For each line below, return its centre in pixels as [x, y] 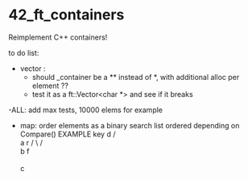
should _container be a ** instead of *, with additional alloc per [136, 77]
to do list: [24, 52]
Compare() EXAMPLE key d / [68, 134]
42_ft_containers [66, 15]
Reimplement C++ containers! [58, 37]
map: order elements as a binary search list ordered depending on [130, 125]
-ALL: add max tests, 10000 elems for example [86, 110]
